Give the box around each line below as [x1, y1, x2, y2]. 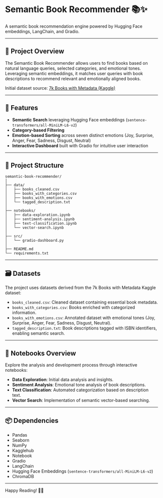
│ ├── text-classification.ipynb [5, 221, 77, 226]
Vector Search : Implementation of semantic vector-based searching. [12, 398, 150, 403]
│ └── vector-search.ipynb [5, 225, 64, 230]
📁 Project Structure [5, 161, 64, 170]
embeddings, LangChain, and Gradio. [5, 28, 80, 34]
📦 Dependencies [5, 417, 59, 425]
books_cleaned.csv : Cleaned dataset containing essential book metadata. [12, 299, 158, 305]
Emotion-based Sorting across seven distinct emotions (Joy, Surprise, [12, 132, 154, 138]
